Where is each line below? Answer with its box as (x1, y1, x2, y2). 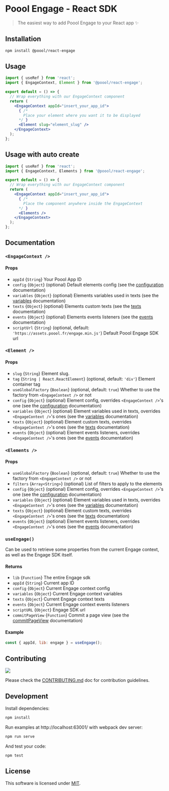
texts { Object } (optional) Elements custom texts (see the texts (12, 303, 142, 309)
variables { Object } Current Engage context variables (12, 591, 123, 597)
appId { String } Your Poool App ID (12, 276, 82, 282)
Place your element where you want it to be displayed (23, 113, 141, 118)
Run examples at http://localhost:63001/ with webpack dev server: (5, 724, 143, 730)
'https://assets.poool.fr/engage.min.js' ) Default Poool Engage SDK (12, 330, 159, 336)
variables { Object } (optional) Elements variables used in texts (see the (12, 292, 159, 298)
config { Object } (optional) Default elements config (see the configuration (12, 282, 164, 288)
